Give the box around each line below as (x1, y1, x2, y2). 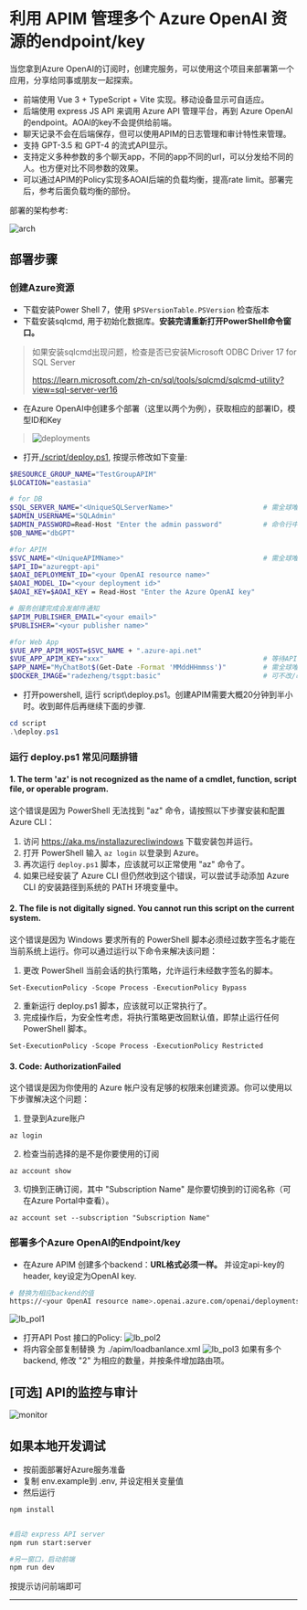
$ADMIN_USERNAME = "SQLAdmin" (9, 512, 117, 521)
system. (9, 913, 41, 924)
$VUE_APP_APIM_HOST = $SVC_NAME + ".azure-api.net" (9, 646, 203, 655)
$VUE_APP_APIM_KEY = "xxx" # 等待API (9, 654, 298, 663)
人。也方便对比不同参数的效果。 (22, 162, 143, 174)
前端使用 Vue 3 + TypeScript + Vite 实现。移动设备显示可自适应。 (22, 93, 270, 105)
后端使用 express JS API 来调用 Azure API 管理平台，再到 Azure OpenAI (22, 105, 293, 116)
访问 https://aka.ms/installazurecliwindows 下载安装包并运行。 (22, 835, 259, 846)
